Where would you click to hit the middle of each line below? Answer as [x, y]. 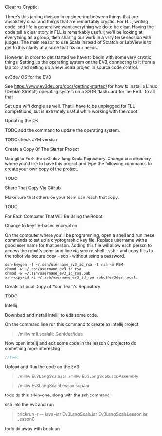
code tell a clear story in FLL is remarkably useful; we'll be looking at [74, 32]
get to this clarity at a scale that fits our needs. [52, 48]
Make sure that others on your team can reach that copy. [62, 197]
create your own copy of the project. [42, 169]
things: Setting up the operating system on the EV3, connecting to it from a [80, 62]
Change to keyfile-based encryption [41, 226]
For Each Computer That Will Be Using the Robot [54, 216]
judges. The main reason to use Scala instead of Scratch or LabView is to [78, 42]
